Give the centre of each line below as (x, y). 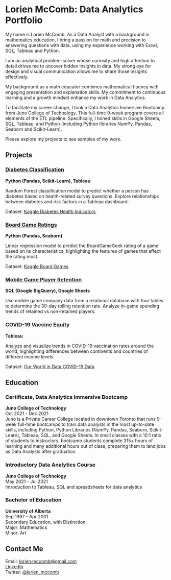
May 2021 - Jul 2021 (27, 481)
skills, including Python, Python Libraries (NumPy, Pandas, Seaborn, (77, 430)
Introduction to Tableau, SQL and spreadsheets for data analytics (74, 487)
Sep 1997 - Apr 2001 (27, 516)
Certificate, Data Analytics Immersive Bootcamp (67, 397)
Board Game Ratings (31, 225)
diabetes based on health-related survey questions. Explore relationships (82, 196)
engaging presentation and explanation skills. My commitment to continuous (86, 92)
